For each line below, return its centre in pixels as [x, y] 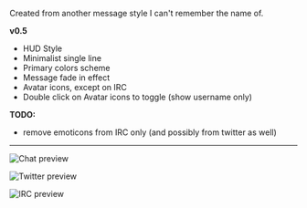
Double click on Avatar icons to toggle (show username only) [138, 97]
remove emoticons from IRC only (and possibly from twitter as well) [149, 132]
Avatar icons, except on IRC [75, 87]
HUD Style [42, 48]
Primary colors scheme [66, 68]
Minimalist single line [62, 58]
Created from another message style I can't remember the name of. [137, 13]
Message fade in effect [66, 78]
